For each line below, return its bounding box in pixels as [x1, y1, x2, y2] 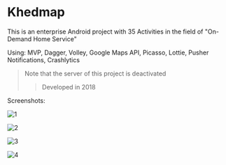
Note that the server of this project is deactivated [24, 69, 167, 78]
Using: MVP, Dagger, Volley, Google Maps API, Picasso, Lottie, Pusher [7, 48, 209, 57]
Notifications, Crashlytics [7, 55, 80, 64]
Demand [7, 34, 32, 43]
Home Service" [33, 34, 77, 43]
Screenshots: [7, 96, 45, 105]
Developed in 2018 [41, 82, 96, 91]
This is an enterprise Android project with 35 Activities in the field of [7, 27, 204, 36]
